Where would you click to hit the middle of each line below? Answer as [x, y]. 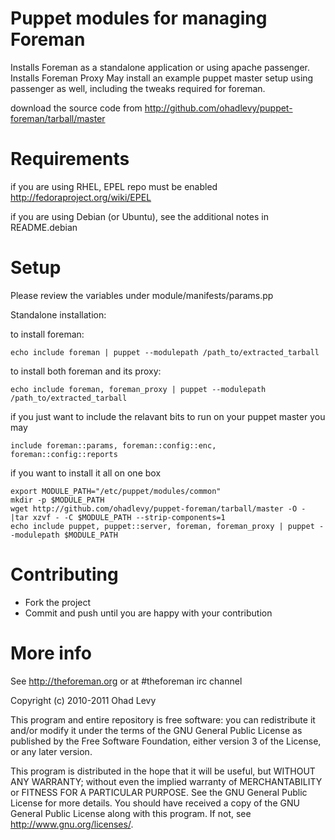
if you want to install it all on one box [86, 473]
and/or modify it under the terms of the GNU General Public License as [156, 730]
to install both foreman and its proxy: [86, 371]
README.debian [44, 227]
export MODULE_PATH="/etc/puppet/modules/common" [116, 491]
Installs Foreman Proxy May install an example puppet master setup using [162, 78]
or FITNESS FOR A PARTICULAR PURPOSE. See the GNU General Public [159, 792]
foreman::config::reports [64, 454]
